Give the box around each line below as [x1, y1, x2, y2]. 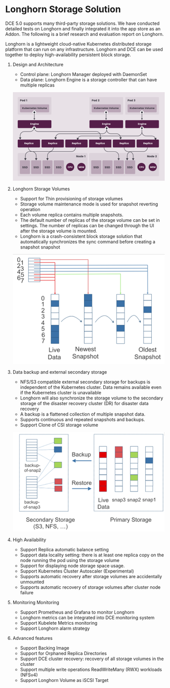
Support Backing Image [20, 645, 69, 651]
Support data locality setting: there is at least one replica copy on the [20, 552, 164, 558]
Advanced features [12, 635, 53, 641]
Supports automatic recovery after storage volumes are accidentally [20, 574, 162, 580]
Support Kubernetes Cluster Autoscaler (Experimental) [20, 568, 134, 574]
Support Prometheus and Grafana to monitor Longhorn [20, 609, 135, 616]
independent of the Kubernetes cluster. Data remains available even [20, 384, 162, 390]
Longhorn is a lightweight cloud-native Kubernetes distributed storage [5, 41, 152, 47]
